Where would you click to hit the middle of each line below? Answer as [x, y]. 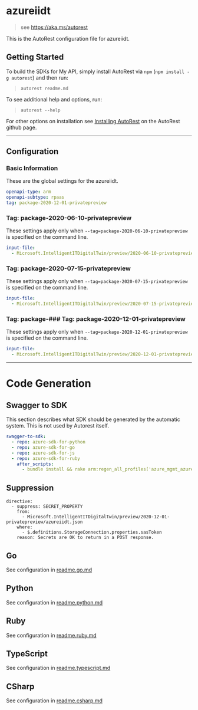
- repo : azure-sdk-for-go [43, 447]
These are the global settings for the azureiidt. [62, 181]
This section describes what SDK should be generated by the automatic [93, 419]
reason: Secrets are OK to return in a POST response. [85, 538]
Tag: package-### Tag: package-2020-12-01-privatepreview [96, 319]
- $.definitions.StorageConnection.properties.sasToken [92, 532]
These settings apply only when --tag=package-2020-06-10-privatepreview [97, 231]
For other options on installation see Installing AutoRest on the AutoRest [93, 121]
